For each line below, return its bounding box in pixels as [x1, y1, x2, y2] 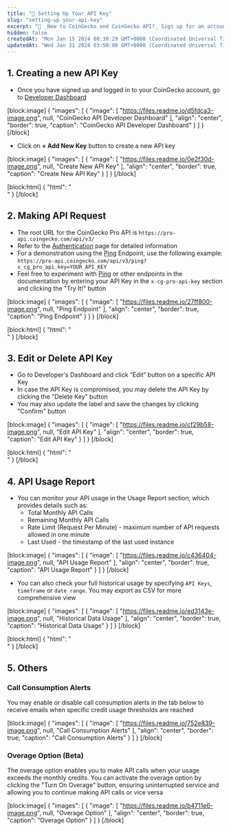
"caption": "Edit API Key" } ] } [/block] [7, 435, 113, 443]
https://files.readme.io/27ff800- [122, 297, 213, 306]
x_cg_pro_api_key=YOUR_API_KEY [16, 263, 107, 270]
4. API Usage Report [7, 476, 95, 487]
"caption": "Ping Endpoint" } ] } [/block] [7, 312, 119, 320]
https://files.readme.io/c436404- [122, 551, 217, 559]
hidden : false [7, 29, 48, 36]
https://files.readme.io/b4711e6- [122, 801, 213, 810]
